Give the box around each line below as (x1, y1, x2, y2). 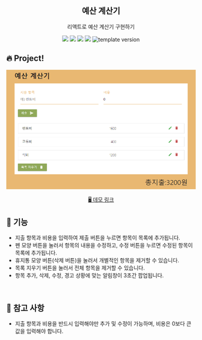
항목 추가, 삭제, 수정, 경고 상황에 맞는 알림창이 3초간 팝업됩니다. (14, 272, 164, 279)
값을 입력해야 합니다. (14, 327, 64, 335)
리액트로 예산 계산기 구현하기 (67, 23, 135, 30)
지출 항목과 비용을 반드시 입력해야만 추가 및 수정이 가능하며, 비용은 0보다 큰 (14, 320, 192, 327)
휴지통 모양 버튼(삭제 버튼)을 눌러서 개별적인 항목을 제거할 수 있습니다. (14, 257, 179, 264)
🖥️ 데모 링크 (88, 196, 114, 203)
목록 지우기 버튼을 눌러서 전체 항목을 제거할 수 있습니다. (14, 264, 145, 272)
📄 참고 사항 (6, 303, 45, 313)
